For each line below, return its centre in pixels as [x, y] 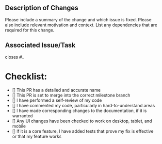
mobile [19, 126]
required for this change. [30, 30]
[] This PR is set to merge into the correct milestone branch [71, 95]
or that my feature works [37, 136]
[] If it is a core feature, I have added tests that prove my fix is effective [83, 131]
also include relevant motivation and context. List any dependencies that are [81, 25]
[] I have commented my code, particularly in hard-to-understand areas [83, 105]
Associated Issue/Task [40, 45]
